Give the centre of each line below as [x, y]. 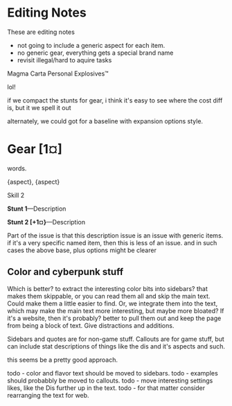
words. [17, 168]
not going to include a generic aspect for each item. [91, 45]
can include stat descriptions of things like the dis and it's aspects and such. [116, 346]
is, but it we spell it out [39, 107]
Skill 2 [16, 195]
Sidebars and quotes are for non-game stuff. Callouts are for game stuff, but [116, 339]
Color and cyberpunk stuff [65, 272]
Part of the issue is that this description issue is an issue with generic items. [115, 235]
